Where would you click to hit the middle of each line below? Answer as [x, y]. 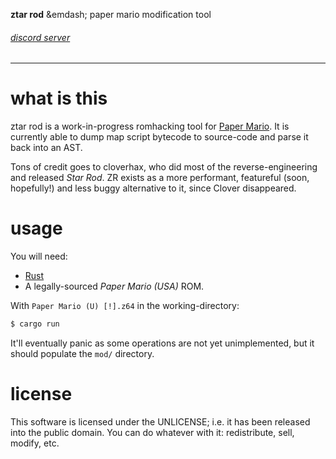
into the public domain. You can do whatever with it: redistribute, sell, [152, 432]
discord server [40, 37]
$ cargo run [35, 324]
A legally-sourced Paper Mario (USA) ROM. [114, 286]
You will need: [39, 256]
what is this [59, 98]
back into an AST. [46, 148]
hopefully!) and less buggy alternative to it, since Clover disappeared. [153, 188]
